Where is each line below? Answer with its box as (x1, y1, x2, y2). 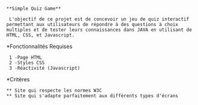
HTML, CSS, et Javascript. (6, 32, 75, 38)
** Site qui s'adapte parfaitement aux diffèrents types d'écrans (6, 93, 179, 99)
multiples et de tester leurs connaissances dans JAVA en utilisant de (6, 27, 192, 33)
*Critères (6, 76, 30, 83)
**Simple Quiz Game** (6, 5, 62, 12)
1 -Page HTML (9, 55, 43, 61)
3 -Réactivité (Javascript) (9, 65, 80, 71)
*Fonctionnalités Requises (6, 43, 73, 50)
